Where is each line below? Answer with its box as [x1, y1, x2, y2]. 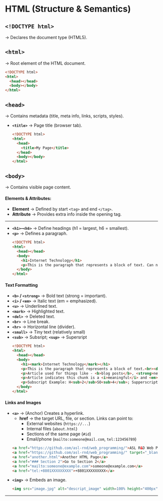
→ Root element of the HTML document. [5, 60, 86, 66]
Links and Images [5, 399, 41, 405]
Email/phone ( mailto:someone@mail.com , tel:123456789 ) [26, 436, 137, 442]
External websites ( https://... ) [26, 421, 91, 427]
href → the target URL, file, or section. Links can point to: [19, 415, 133, 422]
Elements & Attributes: [5, 195, 52, 201]
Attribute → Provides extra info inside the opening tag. [12, 211, 122, 217]
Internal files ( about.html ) [26, 426, 78, 432]
